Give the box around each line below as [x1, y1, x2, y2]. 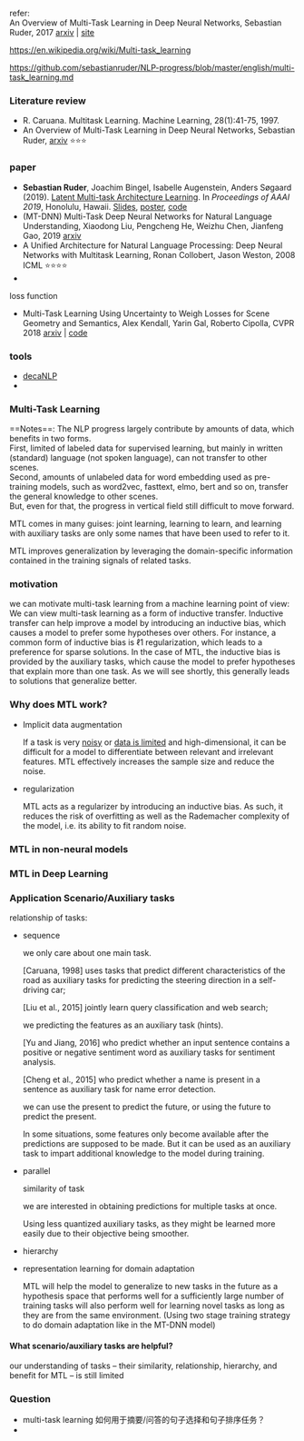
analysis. [22, 1056, 56, 1067]
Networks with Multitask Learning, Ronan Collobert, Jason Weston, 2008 [22, 249, 296, 260]
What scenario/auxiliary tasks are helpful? [9, 1340, 173, 1351]
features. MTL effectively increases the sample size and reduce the [22, 756, 275, 767]
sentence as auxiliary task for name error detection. [22, 1083, 216, 1094]
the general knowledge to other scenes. [9, 491, 159, 502]
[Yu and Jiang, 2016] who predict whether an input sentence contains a [22, 1037, 290, 1048]
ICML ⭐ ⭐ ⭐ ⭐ [22, 259, 68, 271]
